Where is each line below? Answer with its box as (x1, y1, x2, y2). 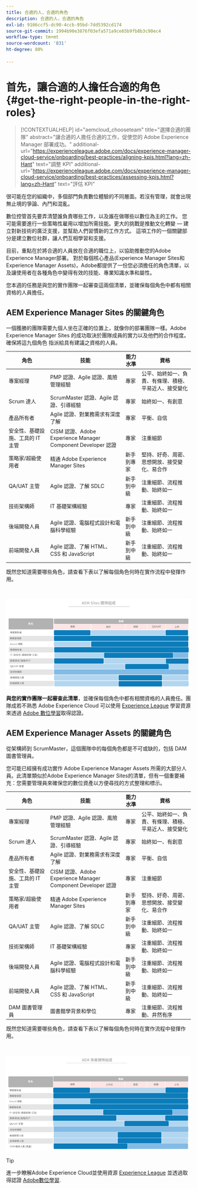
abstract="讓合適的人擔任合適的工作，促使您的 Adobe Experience (29, 133, 189, 140)
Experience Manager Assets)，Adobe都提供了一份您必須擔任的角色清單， (6, 262, 185, 269)
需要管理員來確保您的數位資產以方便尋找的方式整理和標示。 (21, 779, 165, 786)
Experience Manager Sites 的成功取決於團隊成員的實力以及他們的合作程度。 (6, 331, 189, 338)
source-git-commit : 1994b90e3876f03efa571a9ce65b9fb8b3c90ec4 (6, 28, 161, 34)
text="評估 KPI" (57, 180, 96, 187)
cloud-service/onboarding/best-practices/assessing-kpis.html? (20, 173, 174, 180)
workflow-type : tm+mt (6, 34, 59, 40)
